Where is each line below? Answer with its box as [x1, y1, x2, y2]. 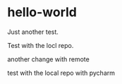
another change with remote [7, 54, 90, 64]
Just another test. [7, 28, 59, 36]
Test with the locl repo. [7, 41, 74, 49]
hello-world [7, 4, 78, 20]
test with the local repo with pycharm [7, 68, 115, 77]
